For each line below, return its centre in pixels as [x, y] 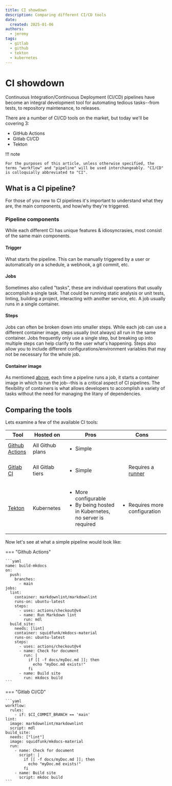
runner [136, 473]
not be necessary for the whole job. [43, 355]
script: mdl [23, 728]
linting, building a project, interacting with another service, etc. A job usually [85, 298]
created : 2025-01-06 [32, 24]
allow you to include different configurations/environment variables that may [86, 349]
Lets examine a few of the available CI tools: [52, 422]
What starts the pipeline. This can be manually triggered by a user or [78, 259]
